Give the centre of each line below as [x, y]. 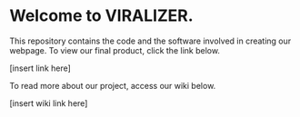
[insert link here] [40, 68]
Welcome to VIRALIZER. [101, 16]
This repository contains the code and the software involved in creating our [150, 41]
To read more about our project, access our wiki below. [113, 85]
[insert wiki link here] [49, 103]
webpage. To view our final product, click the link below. [115, 50]
